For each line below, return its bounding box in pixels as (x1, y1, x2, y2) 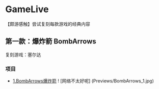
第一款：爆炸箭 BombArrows (5, 37, 97, 46)
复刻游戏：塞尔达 (5, 52, 41, 58)
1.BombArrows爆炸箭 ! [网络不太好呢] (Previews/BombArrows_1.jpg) (12, 78, 154, 84)
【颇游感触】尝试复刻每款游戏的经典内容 (5, 21, 90, 27)
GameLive (5, 4, 49, 15)
